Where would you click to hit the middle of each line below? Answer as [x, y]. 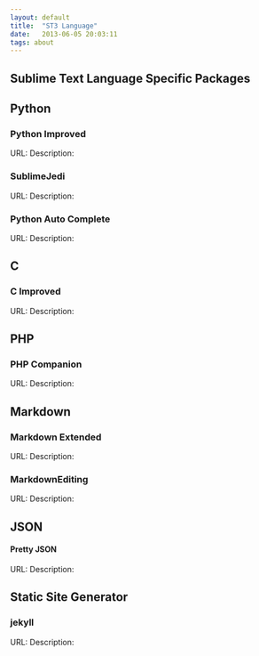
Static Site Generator [69, 597]
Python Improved [48, 134]
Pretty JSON [33, 549]
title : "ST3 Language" [54, 26]
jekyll [22, 622]
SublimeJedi [38, 176]
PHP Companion [46, 364]
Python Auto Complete [60, 219]
